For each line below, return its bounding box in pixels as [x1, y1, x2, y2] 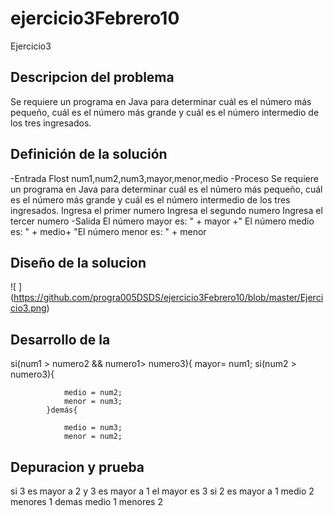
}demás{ [46, 405, 78, 416]
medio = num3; [63, 423, 123, 433]
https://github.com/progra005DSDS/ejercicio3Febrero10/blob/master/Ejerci [13, 292, 324, 304]
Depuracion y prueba [10, 458, 145, 476]
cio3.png [10, 302, 47, 314]
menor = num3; [63, 397, 123, 407]
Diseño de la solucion [10, 254, 147, 271]
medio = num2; [63, 388, 123, 398]
